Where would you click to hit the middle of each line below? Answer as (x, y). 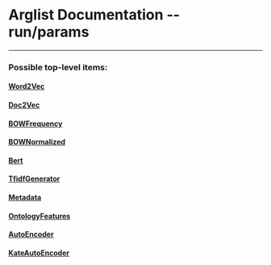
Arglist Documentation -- (94, 15)
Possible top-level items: (58, 67)
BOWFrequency (35, 124)
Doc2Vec (24, 105)
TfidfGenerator (34, 179)
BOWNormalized (37, 142)
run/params (49, 32)
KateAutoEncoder (39, 253)
